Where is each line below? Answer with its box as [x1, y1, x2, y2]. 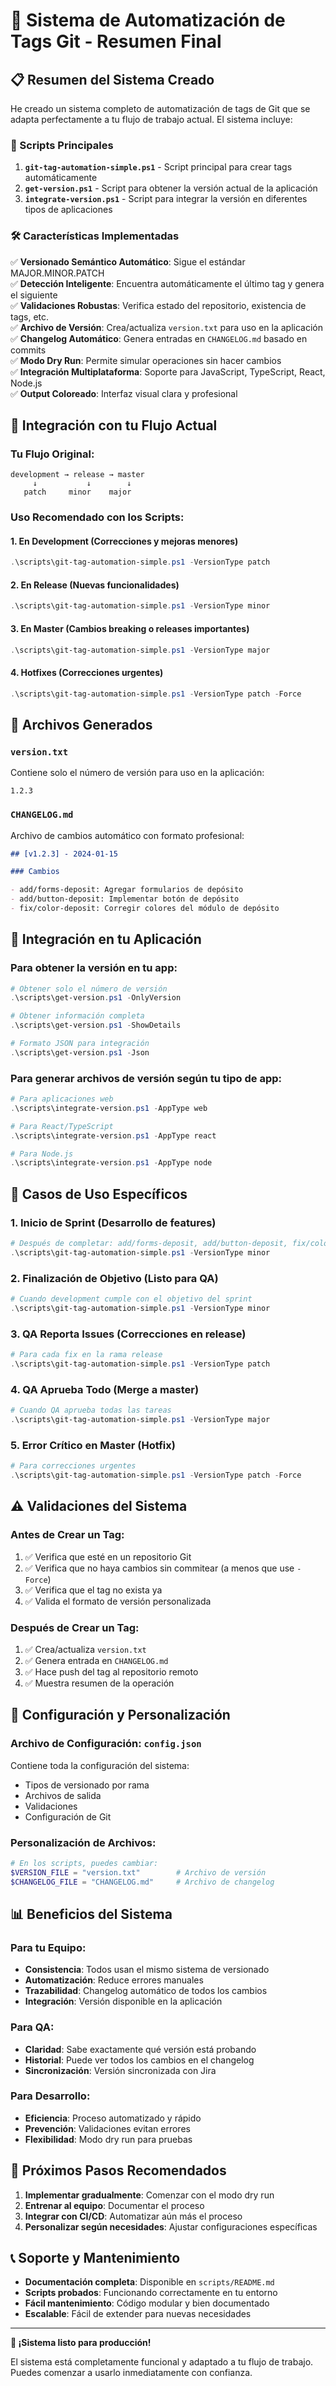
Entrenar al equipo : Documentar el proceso [24, 2199, 205, 2211]
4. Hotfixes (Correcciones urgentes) [10, 667, 164, 679]
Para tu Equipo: [10, 1940, 87, 1954]
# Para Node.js [10, 1149, 74, 1159]
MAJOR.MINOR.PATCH [10, 267, 105, 279]
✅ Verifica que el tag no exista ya [24, 1584, 163, 1596]
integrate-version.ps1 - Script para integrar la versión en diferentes [24, 193, 308, 205]
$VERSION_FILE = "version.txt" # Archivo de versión [10, 1867, 267, 1878]
